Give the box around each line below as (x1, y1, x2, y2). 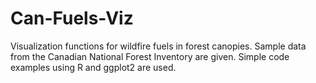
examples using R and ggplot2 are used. (10, 61, 177, 73)
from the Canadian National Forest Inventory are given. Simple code (10, 50, 290, 62)
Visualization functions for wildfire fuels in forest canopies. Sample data (10, 40, 307, 52)
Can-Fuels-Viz (10, 7, 134, 30)
